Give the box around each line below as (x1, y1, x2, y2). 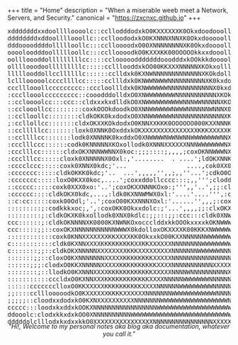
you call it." (102, 329, 136, 338)
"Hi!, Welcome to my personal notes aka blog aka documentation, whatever (8, 322, 230, 330)
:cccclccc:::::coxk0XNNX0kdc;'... (7, 162, 127, 169)
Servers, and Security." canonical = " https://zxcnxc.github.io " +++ (7, 13, 201, 22)
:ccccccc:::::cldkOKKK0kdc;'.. (7, 169, 116, 176)
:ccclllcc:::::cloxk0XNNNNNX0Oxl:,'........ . (7, 155, 176, 162)
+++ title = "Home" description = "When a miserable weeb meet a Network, (7, 6, 229, 14)
